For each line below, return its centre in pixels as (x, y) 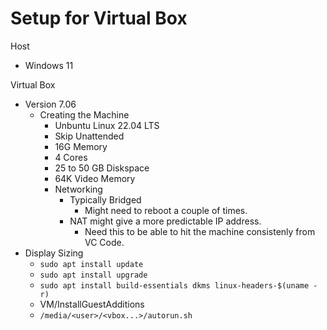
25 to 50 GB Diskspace (102, 168)
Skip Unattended (89, 136)
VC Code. (104, 242)
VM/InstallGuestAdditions (92, 304)
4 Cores (71, 157)
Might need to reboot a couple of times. (166, 210)
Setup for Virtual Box (99, 18)
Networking (78, 189)
